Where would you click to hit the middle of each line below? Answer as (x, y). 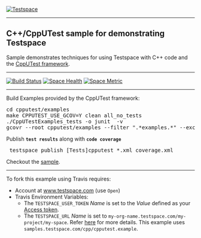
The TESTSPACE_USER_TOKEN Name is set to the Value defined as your (107, 203)
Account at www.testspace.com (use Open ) (68, 190)
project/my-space (45, 222)
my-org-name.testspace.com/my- (147, 216)
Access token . (41, 209)
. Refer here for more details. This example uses (126, 222)
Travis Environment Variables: (51, 197)
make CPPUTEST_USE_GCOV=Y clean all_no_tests (74, 115)
